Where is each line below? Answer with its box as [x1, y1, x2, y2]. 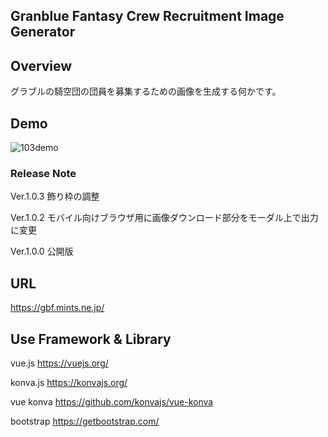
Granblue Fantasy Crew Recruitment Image [10, 8, 285, 25]
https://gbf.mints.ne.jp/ [10, 302, 105, 314]
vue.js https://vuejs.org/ [10, 357, 109, 369]
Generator [10, 24, 76, 41]
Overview [10, 57, 73, 74]
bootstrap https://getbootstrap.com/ [10, 415, 160, 427]
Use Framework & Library [10, 330, 172, 348]
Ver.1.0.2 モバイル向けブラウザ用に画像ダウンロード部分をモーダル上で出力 [10, 212, 319, 224]
